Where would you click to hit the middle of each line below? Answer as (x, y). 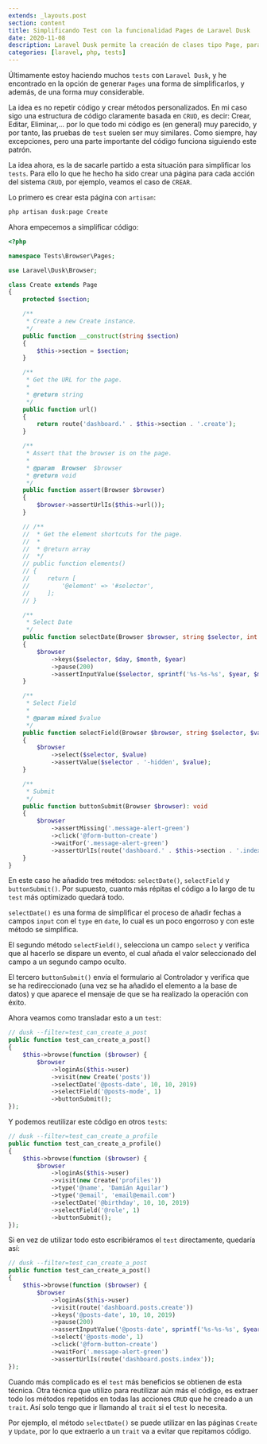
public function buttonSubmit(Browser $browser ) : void (115, 806)
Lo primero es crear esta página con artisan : (82, 197)
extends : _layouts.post (48, 15)
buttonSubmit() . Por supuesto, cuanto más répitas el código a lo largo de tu (132, 889)
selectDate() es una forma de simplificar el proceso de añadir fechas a (125, 913)
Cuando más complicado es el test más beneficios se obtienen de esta (125, 1382)
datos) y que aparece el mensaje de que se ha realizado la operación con (128, 994)
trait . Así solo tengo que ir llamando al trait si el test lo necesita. (118, 1407)
